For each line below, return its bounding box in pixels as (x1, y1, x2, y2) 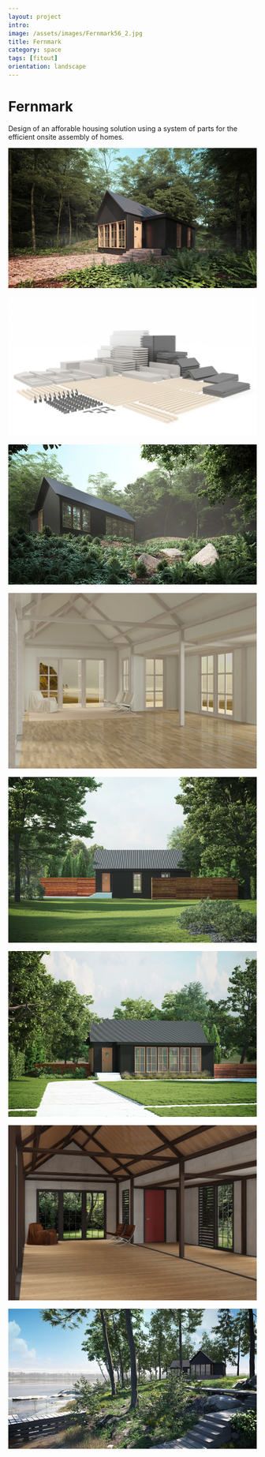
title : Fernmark (8, 38, 62, 46)
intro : (8, 21, 30, 29)
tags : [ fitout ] (8, 54, 58, 62)
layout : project (8, 13, 62, 21)
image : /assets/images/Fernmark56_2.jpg (8, 29, 144, 37)
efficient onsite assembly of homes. (8, 132, 125, 141)
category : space (8, 46, 62, 54)
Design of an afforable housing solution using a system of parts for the (8, 123, 238, 133)
